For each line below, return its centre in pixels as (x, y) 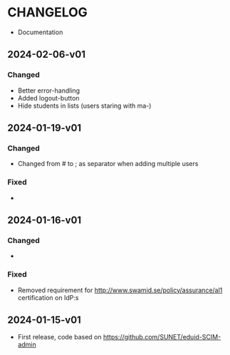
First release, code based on (59, 337)
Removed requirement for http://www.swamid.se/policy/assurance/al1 (120, 290)
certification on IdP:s (48, 297)
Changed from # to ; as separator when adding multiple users (108, 164)
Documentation (40, 32)
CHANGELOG (47, 12)
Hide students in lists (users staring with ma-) (84, 106)
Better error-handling (49, 91)
